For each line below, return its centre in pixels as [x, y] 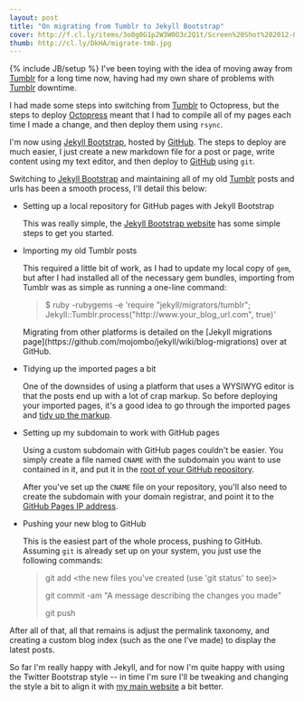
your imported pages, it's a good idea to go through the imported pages [157, 406]
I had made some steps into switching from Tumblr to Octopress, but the [144, 106]
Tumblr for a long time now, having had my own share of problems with [142, 79]
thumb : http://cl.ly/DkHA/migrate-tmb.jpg [90, 43]
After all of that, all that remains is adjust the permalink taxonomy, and [139, 630]
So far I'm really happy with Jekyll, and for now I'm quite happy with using [147, 668]
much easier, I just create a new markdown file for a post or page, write [142, 152]
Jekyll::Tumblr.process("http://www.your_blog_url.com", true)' [161, 315]
